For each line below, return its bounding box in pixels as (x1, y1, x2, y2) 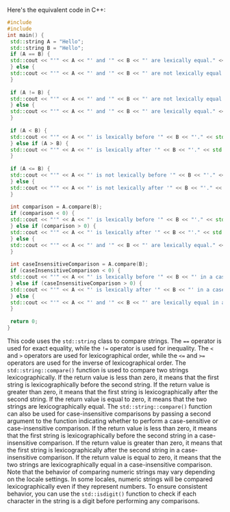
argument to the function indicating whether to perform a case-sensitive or (7, 417, 219, 425)
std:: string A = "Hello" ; (10, 38, 84, 45)
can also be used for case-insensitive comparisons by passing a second (7, 409, 212, 418)
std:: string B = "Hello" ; (10, 44, 84, 51)
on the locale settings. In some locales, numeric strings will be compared (7, 475, 213, 483)
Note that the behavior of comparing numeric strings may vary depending (7, 468, 216, 476)
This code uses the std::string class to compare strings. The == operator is (7, 337, 222, 345)
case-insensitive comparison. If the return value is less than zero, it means (7, 424, 217, 432)
